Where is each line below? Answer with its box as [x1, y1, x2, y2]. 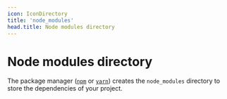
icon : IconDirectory [7, 10, 68, 18]
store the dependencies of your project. [7, 84, 123, 93]
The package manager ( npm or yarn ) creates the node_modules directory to [7, 77, 221, 85]
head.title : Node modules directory [7, 23, 115, 30]
